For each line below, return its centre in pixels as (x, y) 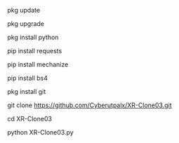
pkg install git (27, 91)
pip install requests (35, 51)
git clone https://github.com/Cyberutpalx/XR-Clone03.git (89, 105)
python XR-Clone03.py (40, 132)
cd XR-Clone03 (30, 119)
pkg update (24, 10)
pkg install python (33, 37)
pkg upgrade (26, 23)
